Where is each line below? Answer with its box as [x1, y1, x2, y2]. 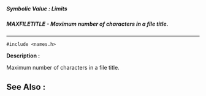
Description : [6, 52, 40, 59]
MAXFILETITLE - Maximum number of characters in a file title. [6, 20, 169, 28]
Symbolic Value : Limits [6, 5, 67, 12]
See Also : [6, 81, 46, 92]
